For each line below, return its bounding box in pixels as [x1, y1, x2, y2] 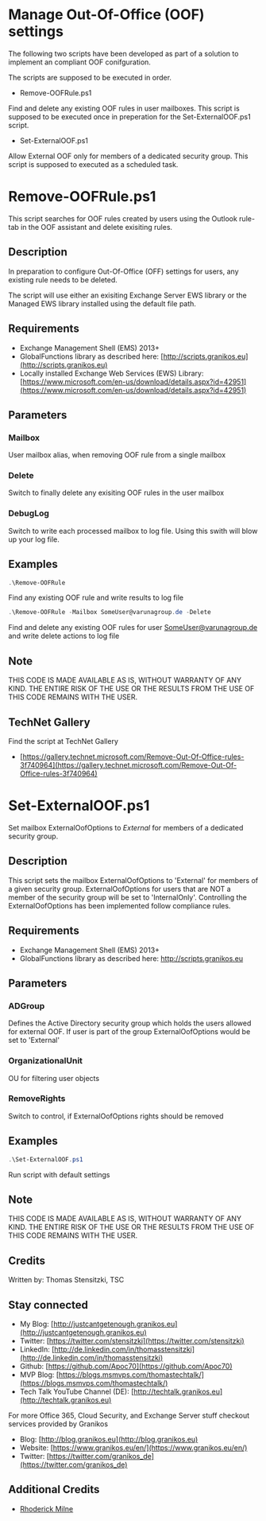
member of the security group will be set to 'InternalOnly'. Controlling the [8, 893, 248, 902]
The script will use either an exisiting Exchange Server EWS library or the [8, 290, 248, 300]
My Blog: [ [19, 1319, 54, 1328]
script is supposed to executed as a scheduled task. [8, 159, 179, 169]
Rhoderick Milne [19, 1503, 74, 1513]
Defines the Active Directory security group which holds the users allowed [8, 1018, 252, 1028]
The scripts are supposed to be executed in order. [8, 72, 172, 82]
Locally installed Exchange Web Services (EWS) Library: [19, 368, 204, 378]
